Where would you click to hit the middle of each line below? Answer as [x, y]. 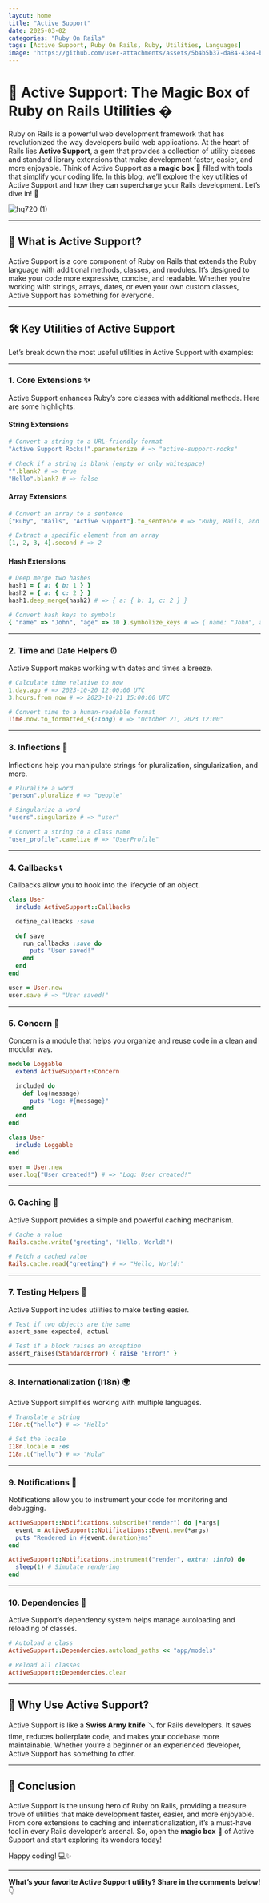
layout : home [30, 16]
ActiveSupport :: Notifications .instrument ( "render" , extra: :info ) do [127, 1560]
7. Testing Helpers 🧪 [48, 1292]
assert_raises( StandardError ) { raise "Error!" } [93, 1354]
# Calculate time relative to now [66, 682]
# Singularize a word [44, 810]
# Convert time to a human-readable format [82, 712]
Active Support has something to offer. [72, 1753]
